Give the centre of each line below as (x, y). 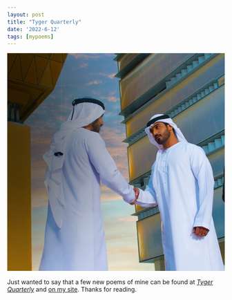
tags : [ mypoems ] (30, 37)
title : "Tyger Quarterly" (44, 22)
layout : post (26, 15)
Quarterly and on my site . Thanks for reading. (72, 290)
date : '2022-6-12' (33, 29)
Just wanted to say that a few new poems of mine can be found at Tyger (110, 282)
